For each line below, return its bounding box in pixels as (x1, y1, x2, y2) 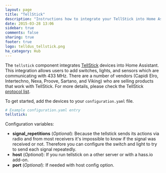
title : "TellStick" (5, 12, 45, 17)
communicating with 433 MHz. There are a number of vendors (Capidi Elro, (5, 73, 159, 79)
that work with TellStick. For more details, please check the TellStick (5, 83, 144, 89)
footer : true (5, 40, 32, 44)
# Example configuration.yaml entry (5, 107, 81, 113)
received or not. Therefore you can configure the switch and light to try (12, 141, 157, 147)
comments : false (5, 30, 39, 35)
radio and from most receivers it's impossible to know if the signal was (12, 136, 156, 142)
